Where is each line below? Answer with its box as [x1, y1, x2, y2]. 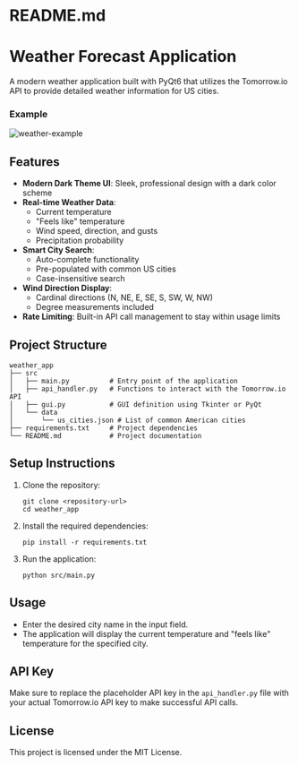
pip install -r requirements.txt [21, 538, 148, 547]
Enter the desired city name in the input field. [21, 619, 189, 630]
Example [9, 108, 48, 121]
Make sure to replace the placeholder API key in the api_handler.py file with [9, 687, 289, 699]
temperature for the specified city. [21, 638, 149, 649]
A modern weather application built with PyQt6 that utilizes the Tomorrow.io [9, 76, 288, 87]
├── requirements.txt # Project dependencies [9, 424, 199, 433]
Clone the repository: [21, 479, 101, 490]
